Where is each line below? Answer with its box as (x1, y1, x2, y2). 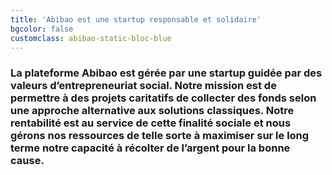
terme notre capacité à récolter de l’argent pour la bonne (10, 141, 291, 155)
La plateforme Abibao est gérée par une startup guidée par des (10, 66, 323, 80)
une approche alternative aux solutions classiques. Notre (10, 104, 295, 118)
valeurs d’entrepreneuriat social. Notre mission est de (10, 79, 277, 93)
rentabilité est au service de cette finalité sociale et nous (10, 116, 292, 130)
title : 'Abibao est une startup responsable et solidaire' (10, 14, 262, 25)
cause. (10, 154, 45, 168)
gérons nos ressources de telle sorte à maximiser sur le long (10, 129, 310, 143)
